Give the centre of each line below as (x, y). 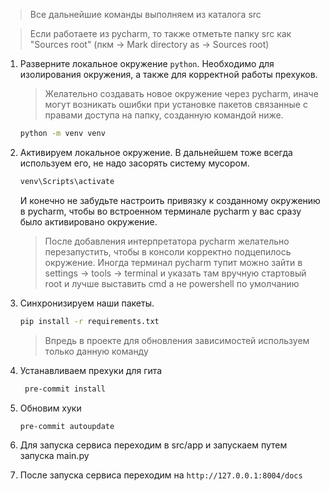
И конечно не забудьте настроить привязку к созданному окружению (170, 200)
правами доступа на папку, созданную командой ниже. (164, 115)
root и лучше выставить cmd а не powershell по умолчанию (172, 283)
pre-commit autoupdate (67, 426)
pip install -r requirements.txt (89, 321)
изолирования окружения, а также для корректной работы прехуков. (168, 74)
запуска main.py (54, 456)
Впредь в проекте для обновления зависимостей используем (177, 340)
